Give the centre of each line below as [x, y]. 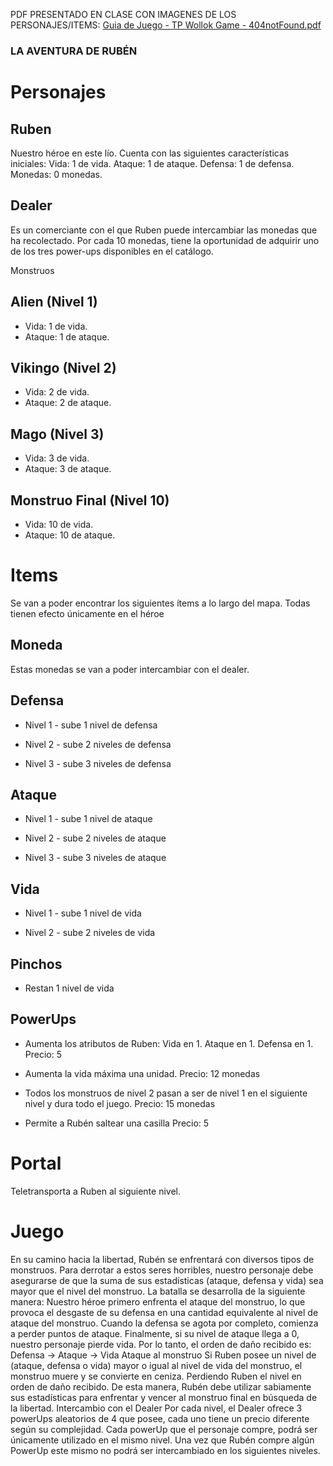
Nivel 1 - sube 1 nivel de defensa [91, 725]
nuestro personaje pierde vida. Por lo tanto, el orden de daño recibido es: [161, 1344]
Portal [36, 1163]
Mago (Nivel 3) [57, 434]
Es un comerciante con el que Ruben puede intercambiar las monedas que [164, 230]
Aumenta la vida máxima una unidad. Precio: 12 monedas [142, 1073]
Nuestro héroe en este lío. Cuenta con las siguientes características [150, 153]
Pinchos [36, 964]
